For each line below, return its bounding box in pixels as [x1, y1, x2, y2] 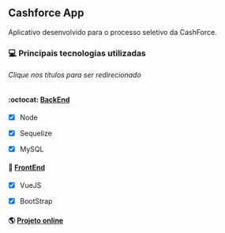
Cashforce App [8, 6, 84, 20]
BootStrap [19, 197, 53, 205]
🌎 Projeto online [8, 216, 64, 225]
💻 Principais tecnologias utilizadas [8, 48, 146, 59]
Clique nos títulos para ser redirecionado [8, 71, 142, 80]
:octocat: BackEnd [8, 94, 70, 104]
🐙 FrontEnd [8, 162, 46, 173]
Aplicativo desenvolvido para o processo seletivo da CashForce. [8, 27, 217, 36]
